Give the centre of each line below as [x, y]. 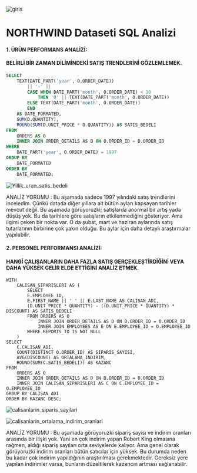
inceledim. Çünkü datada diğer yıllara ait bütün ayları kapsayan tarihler [91, 203]
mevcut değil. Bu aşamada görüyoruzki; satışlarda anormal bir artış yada [94, 209]
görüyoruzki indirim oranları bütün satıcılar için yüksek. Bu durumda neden [96, 452]
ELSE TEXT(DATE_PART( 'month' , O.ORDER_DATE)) [84, 103]
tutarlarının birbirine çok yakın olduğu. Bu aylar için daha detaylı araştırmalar [98, 228]
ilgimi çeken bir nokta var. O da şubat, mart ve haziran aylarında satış [90, 222]
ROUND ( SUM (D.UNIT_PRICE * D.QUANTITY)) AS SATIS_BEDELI [87, 125]
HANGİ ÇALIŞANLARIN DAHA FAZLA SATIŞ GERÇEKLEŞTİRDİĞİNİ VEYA [95, 261]
